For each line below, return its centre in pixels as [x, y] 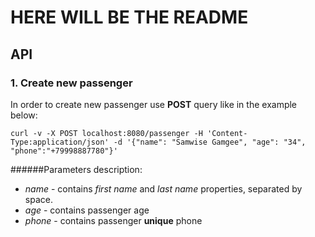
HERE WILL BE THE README [129, 17]
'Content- [227, 133]
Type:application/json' [60, 142]
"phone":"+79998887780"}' [64, 151]
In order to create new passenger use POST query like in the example [154, 104]
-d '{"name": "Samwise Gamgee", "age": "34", [210, 142]
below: [24, 115]
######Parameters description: [76, 169]
